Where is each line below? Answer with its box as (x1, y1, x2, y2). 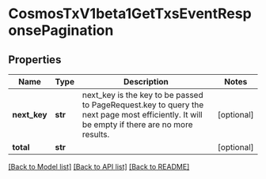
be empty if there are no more (82, 119, 193, 130)
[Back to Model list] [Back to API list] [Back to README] (8, 162, 190, 171)
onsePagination (8, 21, 114, 39)
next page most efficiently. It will (82, 110, 203, 120)
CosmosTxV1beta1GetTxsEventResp (8, 5, 252, 23)
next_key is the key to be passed (82, 90, 203, 100)
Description (123, 76, 169, 87)
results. (82, 129, 110, 140)
